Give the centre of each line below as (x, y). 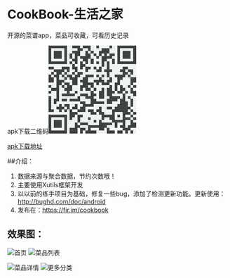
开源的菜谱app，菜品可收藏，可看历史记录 (68, 35)
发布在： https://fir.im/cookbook (63, 210)
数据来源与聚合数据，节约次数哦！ (67, 176)
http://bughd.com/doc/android (62, 201)
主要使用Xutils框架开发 (50, 184)
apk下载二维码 (28, 131)
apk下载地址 (25, 146)
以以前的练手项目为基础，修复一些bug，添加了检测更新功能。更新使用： (121, 194)
